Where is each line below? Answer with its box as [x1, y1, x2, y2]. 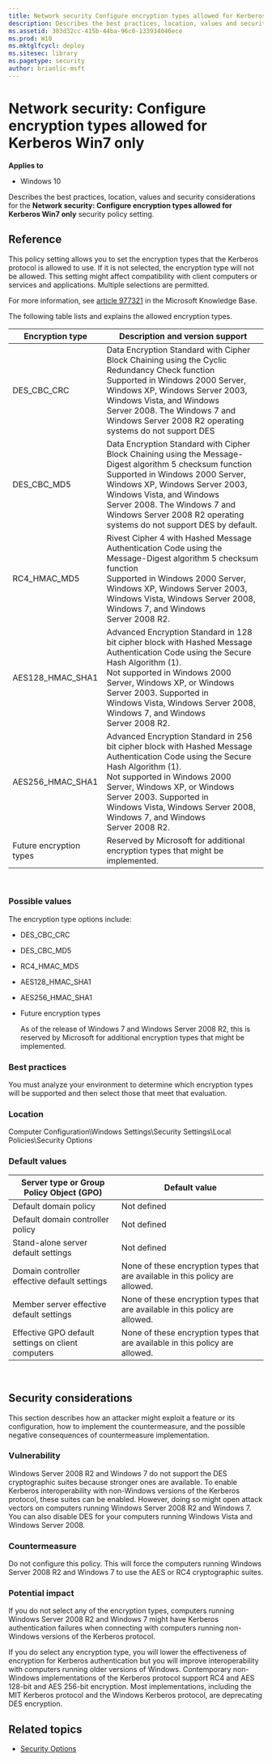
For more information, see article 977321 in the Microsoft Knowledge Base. [8, 295, 257, 305]
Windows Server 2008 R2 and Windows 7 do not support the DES [8, 1468, 228, 1478]
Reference [8, 232, 62, 247]
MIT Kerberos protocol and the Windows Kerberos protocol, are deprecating [8, 1691, 263, 1700]
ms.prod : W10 [8, 34, 53, 43]
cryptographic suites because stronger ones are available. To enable [8, 1477, 237, 1487]
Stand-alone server [12, 1237, 87, 1248]
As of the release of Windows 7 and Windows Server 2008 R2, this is [19, 1024, 251, 1033]
